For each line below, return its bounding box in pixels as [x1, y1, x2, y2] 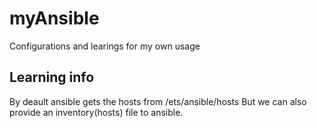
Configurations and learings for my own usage [9, 40, 201, 52]
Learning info [9, 69, 95, 86]
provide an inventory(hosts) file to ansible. [9, 106, 184, 118]
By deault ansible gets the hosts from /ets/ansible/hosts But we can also [9, 95, 307, 107]
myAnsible [9, 7, 100, 30]
